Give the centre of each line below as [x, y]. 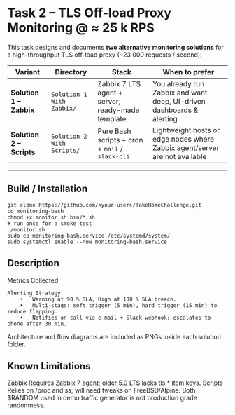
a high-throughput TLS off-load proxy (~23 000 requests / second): [105, 55]
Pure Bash [114, 131]
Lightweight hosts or [186, 130]
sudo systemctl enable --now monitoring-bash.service [87, 242]
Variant [28, 72]
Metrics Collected [33, 280]
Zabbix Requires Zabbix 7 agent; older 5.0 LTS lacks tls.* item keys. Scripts [115, 383]
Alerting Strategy [34, 293]
